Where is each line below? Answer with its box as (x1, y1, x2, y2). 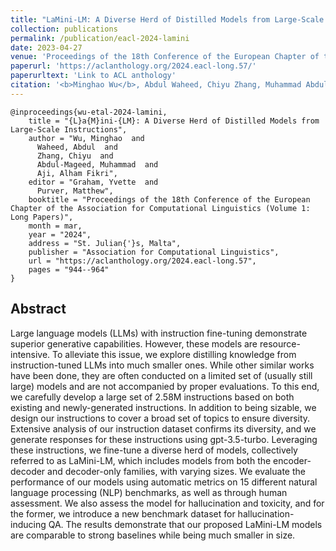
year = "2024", (28, 229, 92, 240)
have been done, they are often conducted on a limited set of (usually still (10, 369, 313, 381)
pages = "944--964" (28, 264, 110, 275)
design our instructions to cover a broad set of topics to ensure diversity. (10, 412, 311, 424)
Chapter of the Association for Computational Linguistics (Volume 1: (10, 203, 311, 213)
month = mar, (28, 221, 83, 231)
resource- (259, 337, 301, 350)
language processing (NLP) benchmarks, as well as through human (10, 486, 288, 498)
